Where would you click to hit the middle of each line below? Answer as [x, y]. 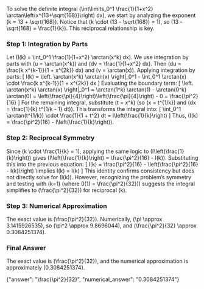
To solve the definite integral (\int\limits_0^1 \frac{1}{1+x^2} [80, 9]
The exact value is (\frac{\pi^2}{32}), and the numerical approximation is [97, 261]
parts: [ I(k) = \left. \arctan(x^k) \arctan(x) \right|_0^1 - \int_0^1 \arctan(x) [97, 77]
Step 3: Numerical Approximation [57, 205]
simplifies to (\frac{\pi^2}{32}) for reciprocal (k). [67, 190]
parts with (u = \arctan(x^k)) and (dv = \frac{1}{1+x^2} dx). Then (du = [94, 64]
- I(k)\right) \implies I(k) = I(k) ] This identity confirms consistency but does [100, 171]
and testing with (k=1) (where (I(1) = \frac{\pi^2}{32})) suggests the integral [101, 184]
